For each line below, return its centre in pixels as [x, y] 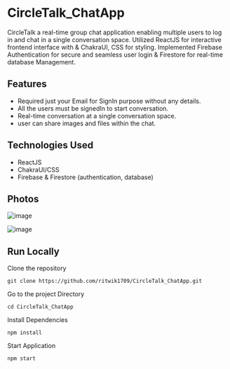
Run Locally [33, 251]
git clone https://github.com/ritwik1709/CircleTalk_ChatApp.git [104, 281]
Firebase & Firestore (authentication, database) [86, 177]
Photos [23, 199]
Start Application [32, 346]
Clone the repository [37, 268]
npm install [25, 333]
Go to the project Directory [46, 294]
